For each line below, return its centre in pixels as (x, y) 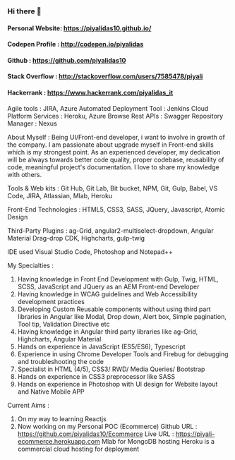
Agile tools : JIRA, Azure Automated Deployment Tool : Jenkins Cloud (108, 108)
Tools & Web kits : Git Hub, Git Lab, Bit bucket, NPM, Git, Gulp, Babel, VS (113, 188)
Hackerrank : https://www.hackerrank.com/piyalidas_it (90, 92)
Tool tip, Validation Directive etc (64, 324)
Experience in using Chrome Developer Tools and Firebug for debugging (123, 354)
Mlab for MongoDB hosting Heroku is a (158, 441)
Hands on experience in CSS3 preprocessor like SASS (96, 376)
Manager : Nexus (32, 123)
